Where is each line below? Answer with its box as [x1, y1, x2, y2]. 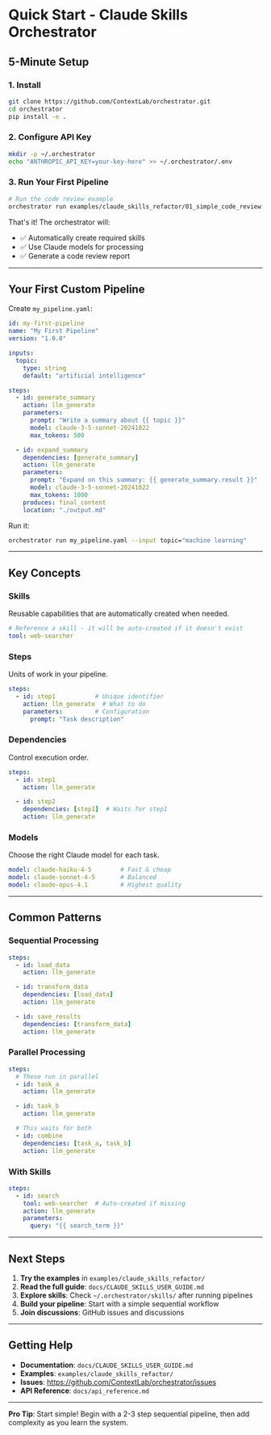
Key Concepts [8, 566, 81, 579]
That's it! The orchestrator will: [8, 217, 110, 227]
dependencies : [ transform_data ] [23, 1020, 131, 1028]
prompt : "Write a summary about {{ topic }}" [29, 416, 186, 425]
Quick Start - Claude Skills [8, 6, 188, 24]
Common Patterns [8, 911, 102, 924]
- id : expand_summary [15, 446, 89, 454]
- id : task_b [15, 1102, 60, 1110]
